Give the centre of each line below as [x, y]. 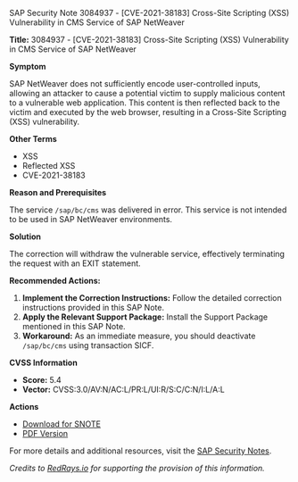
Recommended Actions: [55, 281]
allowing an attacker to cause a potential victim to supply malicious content [147, 93]
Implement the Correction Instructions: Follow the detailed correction [152, 298]
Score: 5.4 [42, 380]
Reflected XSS [49, 166]
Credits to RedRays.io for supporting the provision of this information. [137, 468]
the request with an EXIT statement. [75, 263]
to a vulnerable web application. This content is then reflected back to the [145, 103]
